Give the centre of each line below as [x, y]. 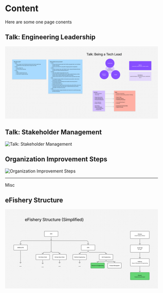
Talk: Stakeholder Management [53, 132]
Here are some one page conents [38, 22]
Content [22, 9]
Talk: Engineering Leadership [50, 37]
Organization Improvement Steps [56, 159]
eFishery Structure [34, 200]
